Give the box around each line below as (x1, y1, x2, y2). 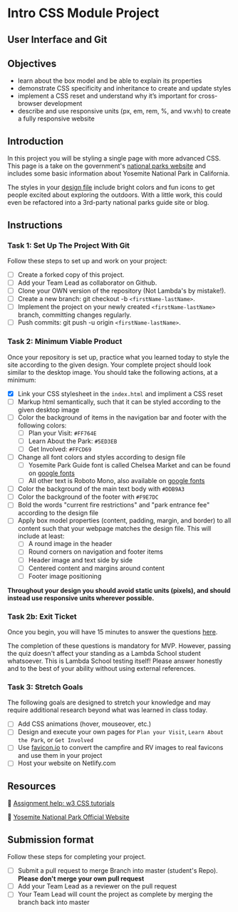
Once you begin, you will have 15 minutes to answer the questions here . (7, 627, 218, 636)
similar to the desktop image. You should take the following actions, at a (7, 368, 219, 376)
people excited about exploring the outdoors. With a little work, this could (7, 191, 223, 199)
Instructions (7, 219, 63, 231)
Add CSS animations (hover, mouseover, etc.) (17, 719, 152, 729)
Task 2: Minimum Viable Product (7, 337, 123, 347)
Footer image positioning (28, 572, 102, 580)
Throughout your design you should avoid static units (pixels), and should (7, 586, 231, 594)
